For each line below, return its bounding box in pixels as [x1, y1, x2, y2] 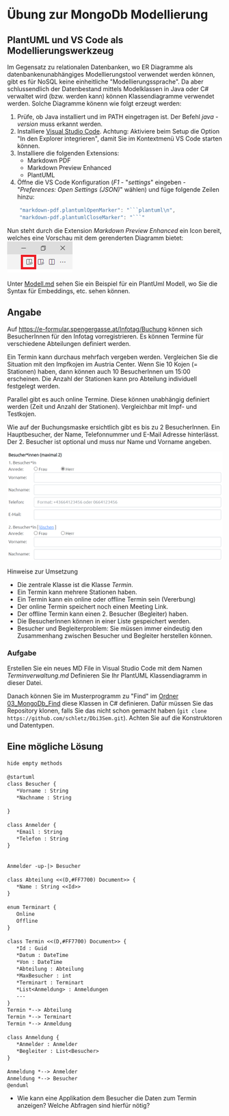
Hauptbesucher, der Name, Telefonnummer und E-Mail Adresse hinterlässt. [7, 430, 219, 438]
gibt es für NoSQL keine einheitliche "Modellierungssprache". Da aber [7, 77, 204, 86]
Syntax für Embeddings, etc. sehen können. [7, 286, 131, 295]
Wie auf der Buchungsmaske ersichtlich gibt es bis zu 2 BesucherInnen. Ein [7, 423, 220, 431]
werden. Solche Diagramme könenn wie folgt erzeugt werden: [7, 99, 182, 108]
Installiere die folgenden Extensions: [16, 149, 120, 157]
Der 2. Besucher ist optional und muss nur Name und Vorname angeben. [7, 437, 212, 445]
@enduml [7, 1082, 29, 1089]
